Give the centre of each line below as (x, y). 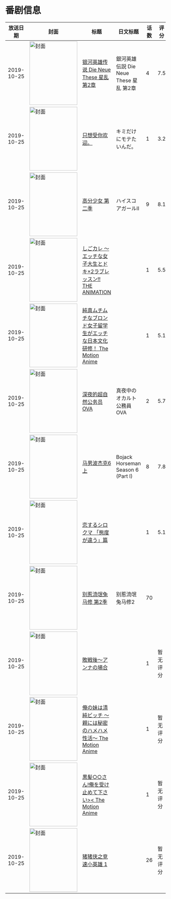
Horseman (129, 463)
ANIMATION (97, 292)
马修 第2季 (95, 602)
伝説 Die (126, 66)
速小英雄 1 (95, 864)
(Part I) (125, 476)
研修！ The (95, 348)
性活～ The (95, 738)
